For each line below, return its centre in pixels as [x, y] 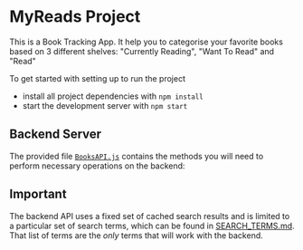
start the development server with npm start [105, 105]
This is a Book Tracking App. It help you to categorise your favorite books [146, 42]
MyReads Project [75, 17]
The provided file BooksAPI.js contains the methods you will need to [137, 156]
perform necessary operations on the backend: [97, 166]
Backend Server [56, 135]
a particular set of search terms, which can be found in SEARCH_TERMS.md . [152, 226]
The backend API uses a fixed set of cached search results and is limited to [150, 216]
